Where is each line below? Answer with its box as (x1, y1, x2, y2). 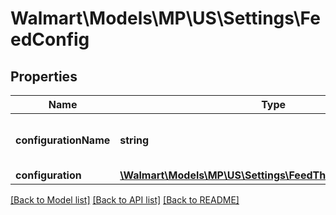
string (119, 133, 150, 147)
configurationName (15, 133, 111, 147)
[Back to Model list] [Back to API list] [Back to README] (10, 194, 240, 206)
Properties (10, 68, 78, 85)
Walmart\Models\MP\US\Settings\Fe (10, 7, 321, 30)
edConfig (10, 28, 90, 51)
